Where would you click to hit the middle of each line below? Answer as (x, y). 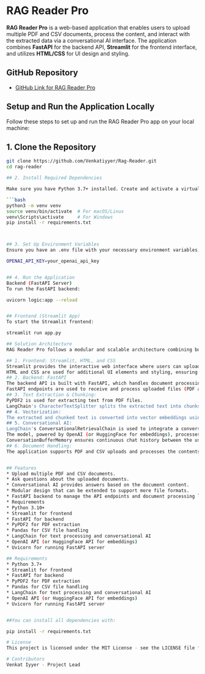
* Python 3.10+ (26, 508)
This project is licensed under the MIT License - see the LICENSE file (101, 648)
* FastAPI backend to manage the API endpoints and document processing (101, 496)
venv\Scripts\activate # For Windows (60, 217)
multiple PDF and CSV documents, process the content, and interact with (98, 34)
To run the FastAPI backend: (43, 289)
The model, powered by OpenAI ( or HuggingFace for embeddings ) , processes (103, 434)
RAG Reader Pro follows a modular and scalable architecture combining (99, 350)
